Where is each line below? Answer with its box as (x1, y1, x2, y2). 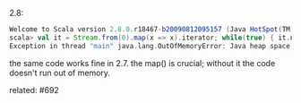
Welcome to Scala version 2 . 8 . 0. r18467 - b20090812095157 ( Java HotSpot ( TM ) (9, 25, 295, 34)
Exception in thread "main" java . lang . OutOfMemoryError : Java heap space (9, 41, 291, 50)
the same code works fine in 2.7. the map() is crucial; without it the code (9, 57, 276, 68)
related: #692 (9, 84, 60, 95)
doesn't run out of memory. (9, 67, 110, 78)
